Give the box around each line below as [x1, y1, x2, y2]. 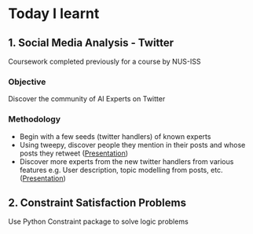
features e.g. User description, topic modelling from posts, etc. [19, 165, 223, 174]
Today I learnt [8, 5, 100, 23]
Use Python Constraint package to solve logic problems [8, 217, 189, 226]
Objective [8, 76, 46, 87]
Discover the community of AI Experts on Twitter [8, 94, 166, 104]
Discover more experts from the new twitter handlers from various [19, 156, 234, 166]
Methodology [8, 114, 61, 125]
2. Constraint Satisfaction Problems [8, 196, 187, 209]
